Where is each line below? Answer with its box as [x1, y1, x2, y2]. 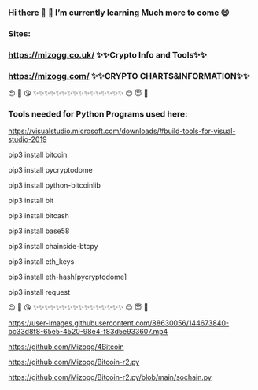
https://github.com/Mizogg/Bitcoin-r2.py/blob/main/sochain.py [8, 373, 212, 382]
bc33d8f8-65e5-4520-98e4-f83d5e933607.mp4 [8, 327, 168, 336]
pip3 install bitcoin [8, 150, 68, 160]
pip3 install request [8, 288, 71, 297]
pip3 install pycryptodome [8, 165, 93, 175]
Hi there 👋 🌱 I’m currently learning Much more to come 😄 [8, 7, 230, 18]
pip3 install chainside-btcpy [8, 242, 98, 251]
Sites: [8, 28, 31, 39]
